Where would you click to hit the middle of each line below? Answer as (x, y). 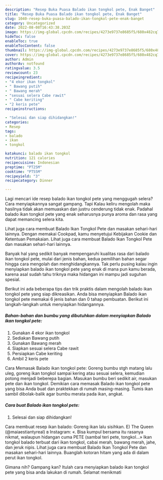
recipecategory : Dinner (29, 181)
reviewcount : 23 (21, 73)
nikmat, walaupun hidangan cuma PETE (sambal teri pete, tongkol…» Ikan (78, 437)
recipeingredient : (24, 77)
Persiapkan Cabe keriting (37, 354)
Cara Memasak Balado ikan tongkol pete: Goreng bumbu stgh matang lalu (79, 368)
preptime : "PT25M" (24, 167)
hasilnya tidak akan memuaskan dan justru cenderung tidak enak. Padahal (79, 209)
